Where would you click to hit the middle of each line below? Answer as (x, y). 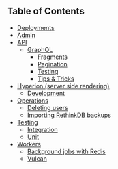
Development (46, 93)
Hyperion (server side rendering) (63, 86)
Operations (33, 100)
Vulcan (37, 158)
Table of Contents (46, 11)
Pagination (52, 64)
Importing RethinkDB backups (69, 115)
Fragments (53, 57)
